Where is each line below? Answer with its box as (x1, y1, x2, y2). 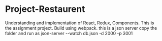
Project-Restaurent (5, 3, 85, 15)
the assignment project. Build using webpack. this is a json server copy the (5, 25, 157, 31)
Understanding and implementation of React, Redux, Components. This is (5, 20, 154, 26)
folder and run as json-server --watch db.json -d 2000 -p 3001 (5, 30, 133, 36)
